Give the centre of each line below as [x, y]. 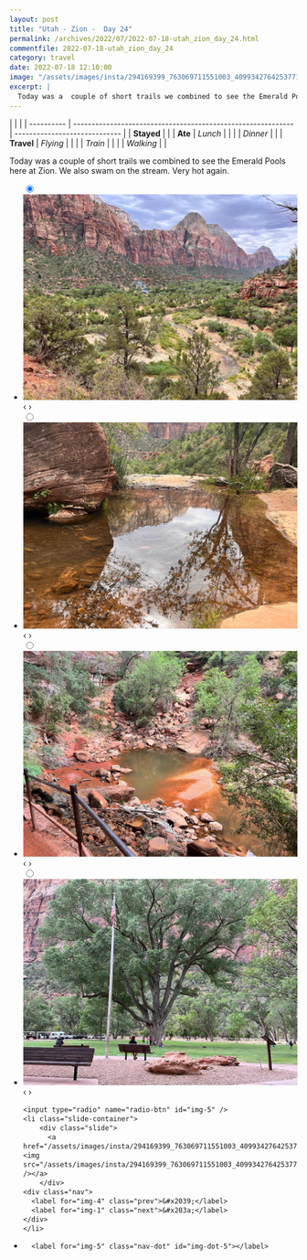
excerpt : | [30, 87]
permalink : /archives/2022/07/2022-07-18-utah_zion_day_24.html [134, 38]
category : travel [42, 58]
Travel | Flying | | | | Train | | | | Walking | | [88, 143]
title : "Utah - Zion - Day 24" [71, 29]
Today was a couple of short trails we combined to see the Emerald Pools [148, 161]
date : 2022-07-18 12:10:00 [61, 68]
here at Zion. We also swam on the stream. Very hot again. [120, 170]
